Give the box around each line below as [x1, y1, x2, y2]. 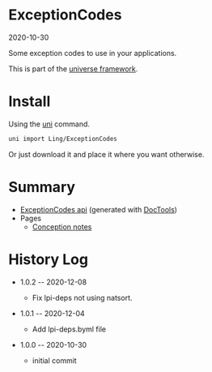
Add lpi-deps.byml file [32, 324, 107, 334]
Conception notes [32, 221, 92, 232]
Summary [8, 177, 75, 196]
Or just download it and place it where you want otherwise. [8, 149, 205, 159]
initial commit [32, 355, 77, 366]
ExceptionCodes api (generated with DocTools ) [19, 204, 178, 214]
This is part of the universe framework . [8, 63, 138, 74]
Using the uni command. [8, 119, 91, 129]
